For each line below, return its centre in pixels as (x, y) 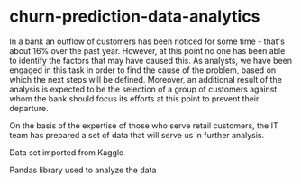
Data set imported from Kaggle (67, 152)
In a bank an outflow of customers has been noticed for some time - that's (147, 41)
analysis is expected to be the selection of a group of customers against (143, 89)
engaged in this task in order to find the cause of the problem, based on (143, 70)
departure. (29, 108)
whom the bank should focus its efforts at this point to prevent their (134, 98)
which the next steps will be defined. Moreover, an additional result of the (146, 79)
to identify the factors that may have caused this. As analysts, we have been (151, 60)
